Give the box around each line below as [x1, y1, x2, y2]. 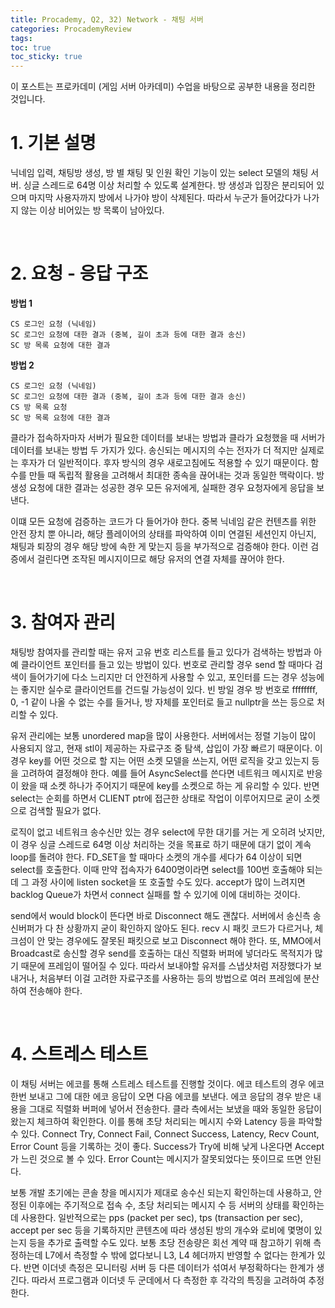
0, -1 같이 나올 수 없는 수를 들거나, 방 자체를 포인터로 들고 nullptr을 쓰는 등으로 [10, 696, 315, 708]
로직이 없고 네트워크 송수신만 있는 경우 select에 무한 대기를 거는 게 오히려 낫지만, [10, 826, 326, 838]
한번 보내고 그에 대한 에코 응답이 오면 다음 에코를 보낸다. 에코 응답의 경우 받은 [10, 1090, 312, 1102]
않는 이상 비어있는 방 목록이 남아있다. [20, 204, 165, 216]
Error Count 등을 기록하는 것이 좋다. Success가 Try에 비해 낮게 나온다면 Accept [10, 1140, 325, 1152]
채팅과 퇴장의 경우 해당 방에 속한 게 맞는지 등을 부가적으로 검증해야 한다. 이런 [10, 541, 309, 552]
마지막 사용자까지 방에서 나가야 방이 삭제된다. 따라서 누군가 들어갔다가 [28, 192, 302, 204]
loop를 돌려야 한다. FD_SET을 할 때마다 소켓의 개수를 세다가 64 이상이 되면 [10, 851, 303, 863]
